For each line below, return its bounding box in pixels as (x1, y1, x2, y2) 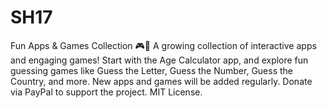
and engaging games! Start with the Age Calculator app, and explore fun (10, 54, 309, 66)
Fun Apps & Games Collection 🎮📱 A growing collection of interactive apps (10, 39, 317, 51)
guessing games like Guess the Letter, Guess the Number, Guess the (10, 64, 294, 76)
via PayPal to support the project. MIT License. (10, 86, 203, 98)
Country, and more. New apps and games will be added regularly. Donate (10, 75, 313, 87)
